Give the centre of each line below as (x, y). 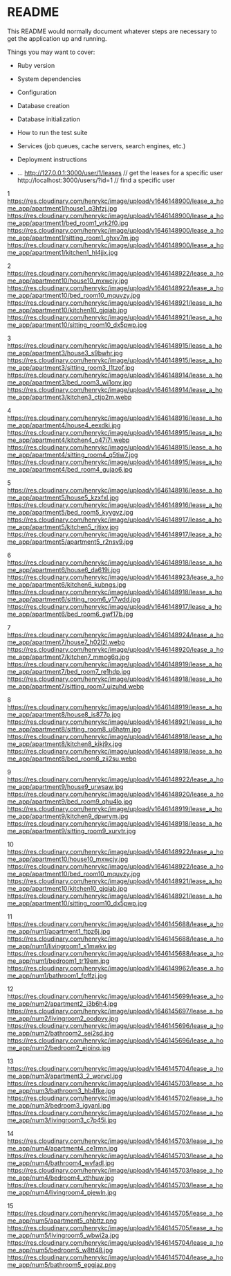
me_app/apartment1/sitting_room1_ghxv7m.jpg (73, 238)
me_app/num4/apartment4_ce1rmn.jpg (62, 1148)
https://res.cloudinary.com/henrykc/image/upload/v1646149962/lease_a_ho (115, 968)
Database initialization (49, 119)
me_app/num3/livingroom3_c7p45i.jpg (62, 1120)
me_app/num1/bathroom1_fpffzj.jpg (57, 975)
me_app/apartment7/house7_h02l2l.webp (66, 642)
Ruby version (36, 65)
